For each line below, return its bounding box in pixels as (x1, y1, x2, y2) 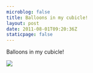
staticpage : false (6, 32, 53, 38)
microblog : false (6, 9, 50, 15)
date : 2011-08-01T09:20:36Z (6, 26, 78, 32)
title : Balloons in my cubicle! (6, 15, 88, 21)
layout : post (6, 20, 40, 26)
